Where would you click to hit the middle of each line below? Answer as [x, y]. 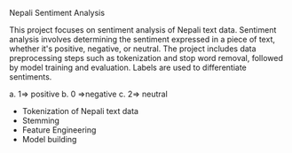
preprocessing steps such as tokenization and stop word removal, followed [146, 58]
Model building [49, 139]
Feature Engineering [59, 130]
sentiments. [31, 77]
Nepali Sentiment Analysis [57, 13]
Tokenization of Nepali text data [80, 111]
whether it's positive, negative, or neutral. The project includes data [133, 49]
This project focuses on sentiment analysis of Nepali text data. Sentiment [143, 30]
